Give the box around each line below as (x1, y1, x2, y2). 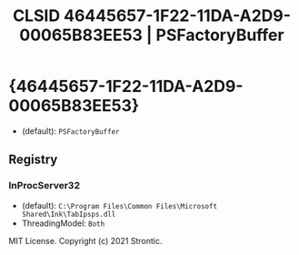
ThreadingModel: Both (21, 218, 105, 229)
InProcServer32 (8, 179, 81, 192)
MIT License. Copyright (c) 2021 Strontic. (8, 235, 163, 246)
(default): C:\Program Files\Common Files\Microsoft (21, 199, 218, 210)
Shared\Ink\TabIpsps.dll (21, 209, 116, 219)
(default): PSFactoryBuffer (21, 125, 120, 137)
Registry (8, 152, 58, 168)
